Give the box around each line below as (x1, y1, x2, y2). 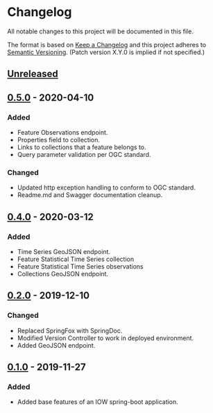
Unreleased (7, 68, 59, 80)
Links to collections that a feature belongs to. (17, 143, 146, 151)
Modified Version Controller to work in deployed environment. (17, 334, 194, 342)
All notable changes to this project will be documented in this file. (7, 27, 194, 35)
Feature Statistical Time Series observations (17, 262, 144, 271)
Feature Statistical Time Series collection (17, 255, 135, 263)
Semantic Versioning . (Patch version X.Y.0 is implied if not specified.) (7, 48, 205, 56)
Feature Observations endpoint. (17, 128, 108, 137)
